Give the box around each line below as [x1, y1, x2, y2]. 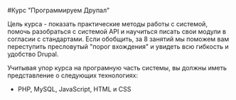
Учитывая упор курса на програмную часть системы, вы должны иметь [7, 64, 227, 72]
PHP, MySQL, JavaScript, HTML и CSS [17, 85, 132, 93]
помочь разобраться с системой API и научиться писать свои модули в [7, 28, 226, 35]
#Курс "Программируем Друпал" [7, 6, 110, 14]
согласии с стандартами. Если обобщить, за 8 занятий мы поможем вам [7, 35, 230, 43]
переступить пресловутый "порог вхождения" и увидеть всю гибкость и [7, 43, 229, 50]
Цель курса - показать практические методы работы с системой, [7, 20, 208, 28]
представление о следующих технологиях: [7, 71, 139, 79]
